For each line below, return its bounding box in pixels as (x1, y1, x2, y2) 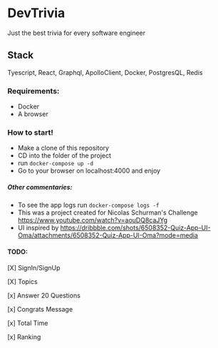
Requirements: (7, 86, 60, 96)
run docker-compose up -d (17, 159, 94, 168)
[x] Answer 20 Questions (7, 291, 81, 300)
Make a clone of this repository (17, 144, 109, 153)
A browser (17, 110, 48, 118)
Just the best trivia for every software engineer (7, 29, 146, 37)
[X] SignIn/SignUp (7, 263, 61, 272)
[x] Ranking (7, 332, 41, 341)
